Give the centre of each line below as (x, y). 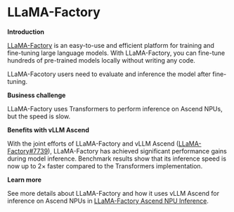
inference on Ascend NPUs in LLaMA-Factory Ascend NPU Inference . (108, 201)
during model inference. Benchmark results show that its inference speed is (117, 158)
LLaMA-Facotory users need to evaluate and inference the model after (109, 74)
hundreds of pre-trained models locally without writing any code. (101, 60)
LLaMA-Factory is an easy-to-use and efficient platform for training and (111, 45)
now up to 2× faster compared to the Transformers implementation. (105, 166)
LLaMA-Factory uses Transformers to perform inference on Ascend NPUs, (115, 108)
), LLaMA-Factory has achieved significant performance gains (137, 151)
